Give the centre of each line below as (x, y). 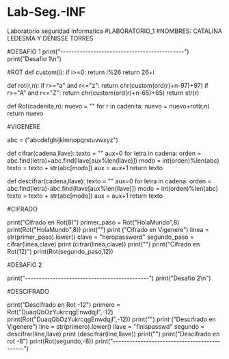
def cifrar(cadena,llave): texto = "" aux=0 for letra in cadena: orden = (104, 153)
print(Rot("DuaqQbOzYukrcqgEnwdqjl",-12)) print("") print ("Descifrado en (112, 319)
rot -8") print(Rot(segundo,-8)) (50, 341)
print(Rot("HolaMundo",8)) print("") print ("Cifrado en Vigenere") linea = (108, 229)
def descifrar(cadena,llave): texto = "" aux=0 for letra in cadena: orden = (109, 181)
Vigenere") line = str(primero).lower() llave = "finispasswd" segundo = (106, 326)
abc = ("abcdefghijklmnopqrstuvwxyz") (63, 140)
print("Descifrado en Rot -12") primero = (64, 304)
